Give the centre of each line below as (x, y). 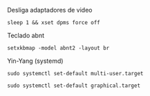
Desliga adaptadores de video (50, 10)
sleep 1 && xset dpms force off (54, 23)
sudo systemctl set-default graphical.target (74, 86)
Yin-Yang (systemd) (35, 61)
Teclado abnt (26, 35)
